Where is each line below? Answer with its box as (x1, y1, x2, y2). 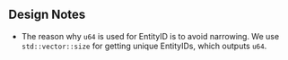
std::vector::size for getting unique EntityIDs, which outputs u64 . (21, 40, 267, 51)
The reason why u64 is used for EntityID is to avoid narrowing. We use (21, 30, 280, 41)
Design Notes (8, 7, 86, 22)
